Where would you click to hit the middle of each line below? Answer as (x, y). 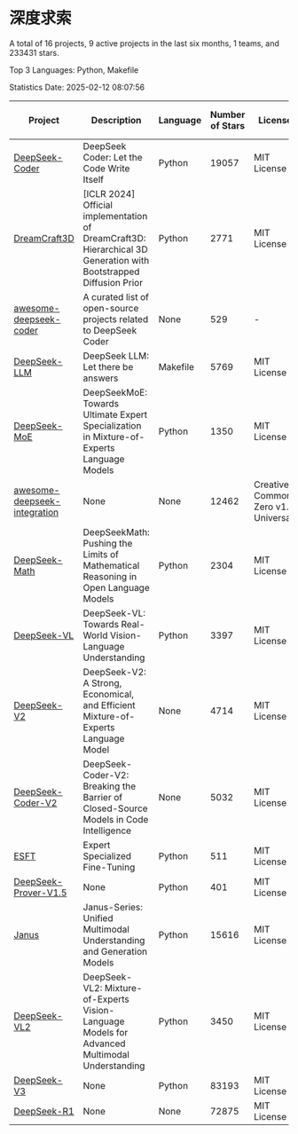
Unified (98, 917)
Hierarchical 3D (115, 249)
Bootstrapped (111, 272)
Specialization (112, 425)
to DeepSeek (110, 330)
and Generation (115, 951)
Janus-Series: (113, 907)
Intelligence (107, 831)
